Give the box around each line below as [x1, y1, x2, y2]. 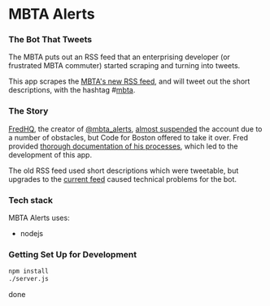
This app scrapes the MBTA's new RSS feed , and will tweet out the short [8, 76, 250, 86]
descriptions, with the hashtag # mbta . [8, 85, 136, 95]
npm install [8, 267, 49, 276]
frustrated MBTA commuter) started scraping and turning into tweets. [8, 61, 241, 71]
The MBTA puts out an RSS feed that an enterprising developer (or [8, 52, 230, 62]
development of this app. [8, 149, 92, 159]
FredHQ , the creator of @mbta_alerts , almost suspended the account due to [8, 123, 263, 134]
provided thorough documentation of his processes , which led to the [8, 141, 238, 151]
